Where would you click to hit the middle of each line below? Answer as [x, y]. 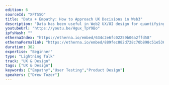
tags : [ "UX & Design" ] [29, 65]
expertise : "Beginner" [29, 51]
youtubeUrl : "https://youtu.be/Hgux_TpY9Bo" [53, 28]
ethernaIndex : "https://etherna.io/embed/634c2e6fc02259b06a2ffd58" [78, 38]
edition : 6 [17, 10]
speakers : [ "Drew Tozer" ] [32, 75]
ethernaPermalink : [24, 42]
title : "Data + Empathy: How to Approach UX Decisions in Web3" [74, 19]
